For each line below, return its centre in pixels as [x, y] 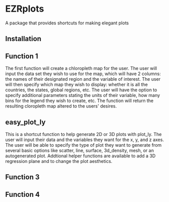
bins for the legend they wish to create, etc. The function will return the [79, 101]
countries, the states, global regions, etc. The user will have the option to [81, 90]
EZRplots [25, 9]
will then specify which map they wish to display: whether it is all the [77, 85]
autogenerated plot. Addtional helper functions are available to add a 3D [80, 156]
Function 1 [22, 56]
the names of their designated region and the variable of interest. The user [83, 79]
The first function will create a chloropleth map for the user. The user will [81, 69]
